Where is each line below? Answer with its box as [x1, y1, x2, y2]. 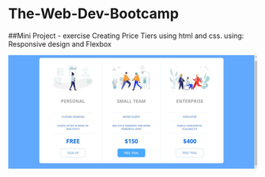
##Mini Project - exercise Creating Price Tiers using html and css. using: [8, 31, 244, 40]
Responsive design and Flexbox [8, 39, 112, 48]
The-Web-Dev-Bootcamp [8, 5, 180, 23]
